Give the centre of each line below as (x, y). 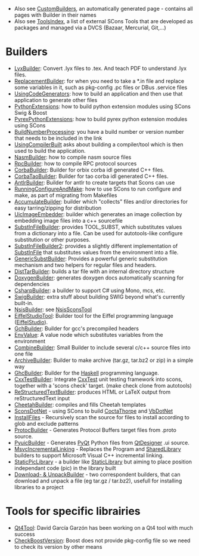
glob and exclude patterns (46, 423)
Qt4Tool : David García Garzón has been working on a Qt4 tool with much (103, 527)
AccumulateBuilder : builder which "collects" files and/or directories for (101, 201)
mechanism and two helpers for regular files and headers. (85, 265)
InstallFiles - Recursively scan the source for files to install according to (102, 417)
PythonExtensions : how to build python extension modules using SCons (102, 106)
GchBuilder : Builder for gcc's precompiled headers (77, 328)
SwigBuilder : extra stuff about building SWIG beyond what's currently (99, 297)
